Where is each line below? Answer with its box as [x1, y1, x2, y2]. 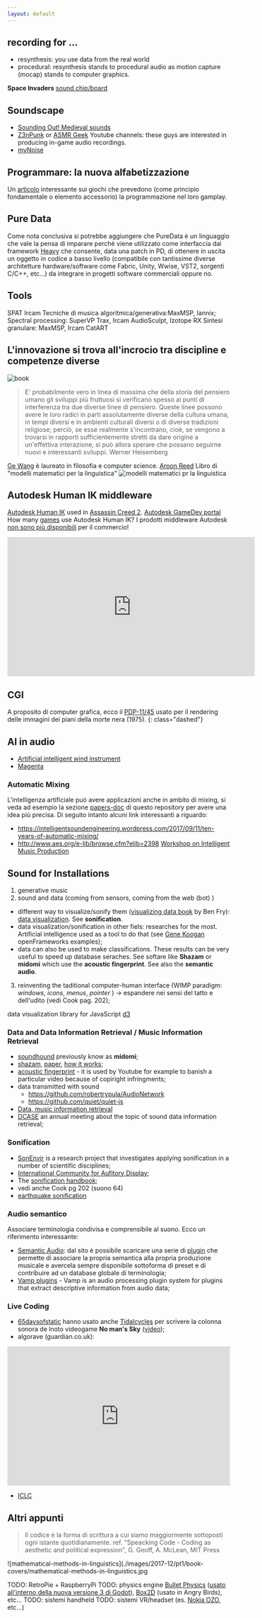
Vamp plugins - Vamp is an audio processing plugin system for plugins [17, 1276, 223, 1284]
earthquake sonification [17, 1191, 87, 1200]
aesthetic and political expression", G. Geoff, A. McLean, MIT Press [24, 1546, 220, 1554]
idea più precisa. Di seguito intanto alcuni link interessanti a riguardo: [7, 811, 208, 819]
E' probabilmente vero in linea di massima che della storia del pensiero [24, 387, 230, 396]
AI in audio [7, 736, 55, 748]
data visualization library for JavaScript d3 [7, 1010, 131, 1019]
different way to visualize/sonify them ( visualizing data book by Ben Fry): [17, 908, 230, 916]
